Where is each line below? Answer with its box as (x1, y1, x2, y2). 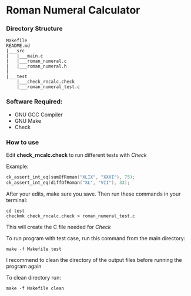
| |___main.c (6, 53, 43, 59)
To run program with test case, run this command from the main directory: (6, 234, 186, 241)
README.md (6, 43, 31, 49)
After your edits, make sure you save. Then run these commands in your (6, 190, 181, 197)
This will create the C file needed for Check (6, 223, 112, 230)
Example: (6, 163, 29, 170)
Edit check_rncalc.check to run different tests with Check (6, 152, 147, 159)
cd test (6, 208, 25, 214)
